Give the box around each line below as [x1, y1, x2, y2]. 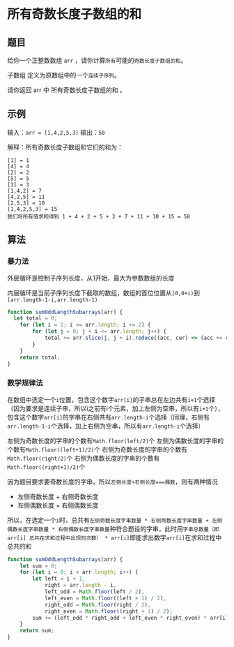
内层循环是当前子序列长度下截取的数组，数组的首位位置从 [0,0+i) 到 [7, 288, 201, 297]
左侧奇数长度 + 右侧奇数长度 [17, 492, 99, 500]
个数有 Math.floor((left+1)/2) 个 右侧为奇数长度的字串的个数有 [7, 445, 188, 454]
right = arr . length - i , [44, 582, 117, 589]
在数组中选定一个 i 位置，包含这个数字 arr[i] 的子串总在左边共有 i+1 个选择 [7, 395, 216, 403]
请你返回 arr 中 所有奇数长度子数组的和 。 [7, 86, 127, 94]
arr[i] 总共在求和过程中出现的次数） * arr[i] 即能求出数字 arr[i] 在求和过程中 [7, 533, 221, 542]
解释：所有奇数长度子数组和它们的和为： [7, 142, 123, 151]
